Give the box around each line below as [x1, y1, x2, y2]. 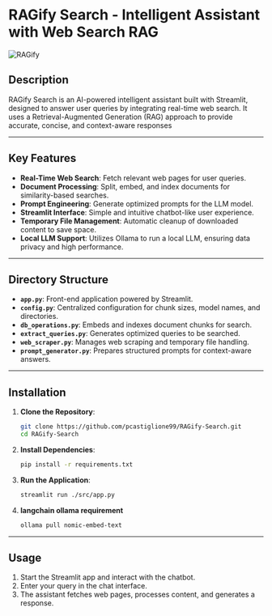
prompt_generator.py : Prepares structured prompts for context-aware [19, 346, 253, 355]
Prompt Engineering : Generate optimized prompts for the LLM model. [19, 198, 253, 208]
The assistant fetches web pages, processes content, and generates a [19, 589, 255, 600]
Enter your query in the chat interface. [19, 581, 148, 591]
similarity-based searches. [19, 190, 109, 200]
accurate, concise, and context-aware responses [8, 120, 172, 130]
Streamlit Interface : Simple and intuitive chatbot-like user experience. [19, 207, 255, 217]
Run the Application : [19, 475, 91, 485]
